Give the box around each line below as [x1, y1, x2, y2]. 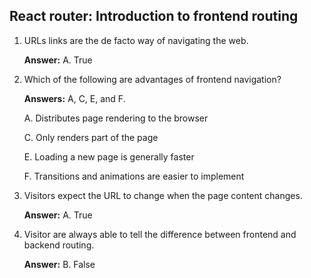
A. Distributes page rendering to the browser [23, 112, 209, 124]
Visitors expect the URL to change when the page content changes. [23, 189, 303, 201]
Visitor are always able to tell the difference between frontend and [23, 228, 297, 240]
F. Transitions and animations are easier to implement [23, 170, 245, 182]
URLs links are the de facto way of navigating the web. [23, 34, 249, 46]
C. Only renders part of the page [23, 131, 159, 143]
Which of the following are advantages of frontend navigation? [23, 73, 282, 85]
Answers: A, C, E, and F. [23, 92, 126, 104]
